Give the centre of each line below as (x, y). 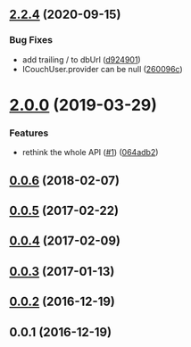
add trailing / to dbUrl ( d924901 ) (81, 59)
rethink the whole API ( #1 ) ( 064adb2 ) (90, 153)
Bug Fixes (31, 40)
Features (29, 133)
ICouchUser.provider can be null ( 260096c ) (102, 69)
